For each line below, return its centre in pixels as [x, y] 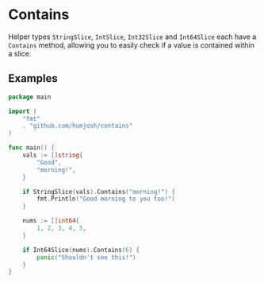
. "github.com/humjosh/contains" [78, 126]
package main [30, 97]
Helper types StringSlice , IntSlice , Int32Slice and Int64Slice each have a [132, 37]
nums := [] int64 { [51, 221]
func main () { [32, 148]
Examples [33, 78]
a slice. [20, 53]
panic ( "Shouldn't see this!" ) [86, 257]
